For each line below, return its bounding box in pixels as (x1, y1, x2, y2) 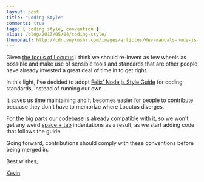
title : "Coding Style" (6, 15, 64, 21)
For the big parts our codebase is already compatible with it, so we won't (6, 115, 189, 122)
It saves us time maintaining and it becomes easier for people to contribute (6, 96, 194, 104)
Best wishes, (6, 158, 38, 164)
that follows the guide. (6, 128, 63, 135)
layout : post (6, 8, 39, 15)
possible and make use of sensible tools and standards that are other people (6, 60, 198, 67)
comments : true (6, 20, 45, 26)
